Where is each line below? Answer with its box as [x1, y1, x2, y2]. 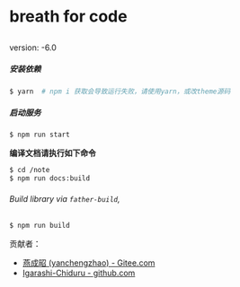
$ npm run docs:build [9, 174, 91, 183]
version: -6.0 [9, 42, 57, 53]
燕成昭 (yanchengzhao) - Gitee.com [22, 257, 156, 268]
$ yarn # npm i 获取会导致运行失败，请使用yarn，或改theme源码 [9, 87, 231, 96]
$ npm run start [9, 130, 70, 140]
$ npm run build [9, 222, 70, 230]
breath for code [9, 6, 128, 27]
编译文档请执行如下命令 [9, 148, 96, 159]
